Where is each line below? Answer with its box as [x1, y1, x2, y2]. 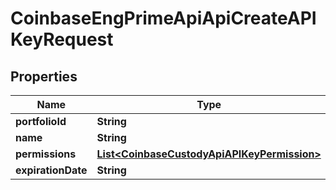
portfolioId [15, 115, 67, 128]
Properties [10, 68, 78, 85]
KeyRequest [10, 28, 114, 51]
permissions [15, 147, 77, 161]
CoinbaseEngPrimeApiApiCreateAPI [10, 7, 317, 30]
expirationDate [15, 163, 88, 177]
